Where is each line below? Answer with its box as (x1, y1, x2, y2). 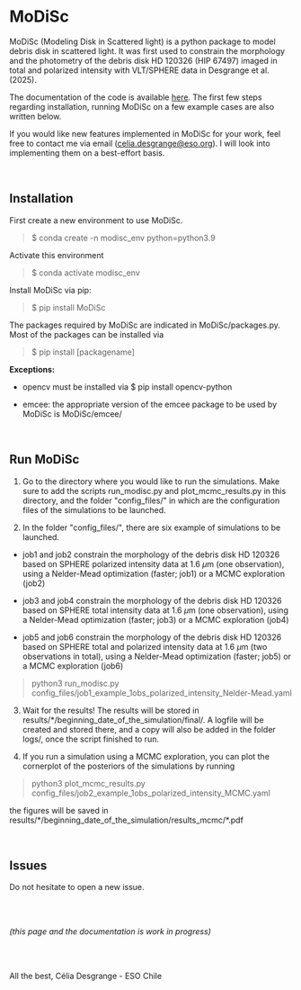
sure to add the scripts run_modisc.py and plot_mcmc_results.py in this (22, 485, 287, 496)
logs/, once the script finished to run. (22, 733, 160, 744)
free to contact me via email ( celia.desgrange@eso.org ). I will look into (9, 138, 271, 148)
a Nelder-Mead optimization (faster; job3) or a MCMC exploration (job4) (22, 614, 289, 625)
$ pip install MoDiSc (31, 301, 106, 312)
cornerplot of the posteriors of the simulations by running (22, 760, 235, 771)
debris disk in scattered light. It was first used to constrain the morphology (9, 45, 286, 56)
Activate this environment (9, 249, 104, 260)
